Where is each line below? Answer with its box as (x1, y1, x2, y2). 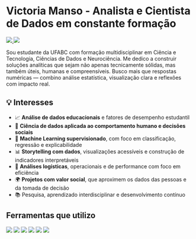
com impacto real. (6, 80, 50, 87)
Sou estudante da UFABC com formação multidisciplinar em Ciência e (6, 49, 176, 56)
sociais (14, 128, 34, 136)
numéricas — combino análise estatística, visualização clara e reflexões (6, 74, 182, 81)
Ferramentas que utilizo (6, 210, 96, 221)
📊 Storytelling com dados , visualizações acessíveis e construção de (14, 147, 185, 155)
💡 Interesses (6, 98, 53, 108)
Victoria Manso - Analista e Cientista (6, 4, 191, 18)
